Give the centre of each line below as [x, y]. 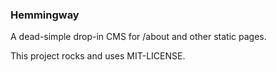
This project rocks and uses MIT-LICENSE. [98, 56]
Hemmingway [45, 15]
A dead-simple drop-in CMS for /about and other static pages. [138, 37]
